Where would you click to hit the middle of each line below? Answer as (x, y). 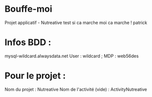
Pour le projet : (35, 76)
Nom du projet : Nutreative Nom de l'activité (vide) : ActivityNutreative (76, 89)
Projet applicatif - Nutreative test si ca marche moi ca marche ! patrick (76, 23)
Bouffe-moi (28, 9)
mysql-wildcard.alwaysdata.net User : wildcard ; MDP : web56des (72, 56)
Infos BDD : (28, 42)
